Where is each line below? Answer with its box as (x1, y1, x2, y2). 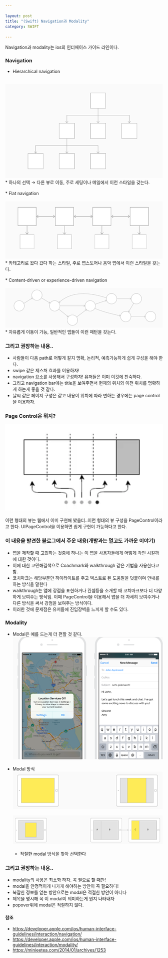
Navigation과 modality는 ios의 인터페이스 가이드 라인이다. (5, 44, 119, 50)
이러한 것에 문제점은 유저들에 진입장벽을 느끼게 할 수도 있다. (12, 606, 129, 612)
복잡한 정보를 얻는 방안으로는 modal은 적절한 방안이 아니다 (12, 889, 127, 895)
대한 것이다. (17, 556, 41, 562)
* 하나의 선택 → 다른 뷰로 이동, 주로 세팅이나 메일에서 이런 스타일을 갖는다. (5, 179, 150, 185)
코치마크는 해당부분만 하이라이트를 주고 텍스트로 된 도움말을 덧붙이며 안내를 (12, 575, 160, 581)
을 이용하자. (12, 399, 36, 405)
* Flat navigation (5, 190, 39, 196)
